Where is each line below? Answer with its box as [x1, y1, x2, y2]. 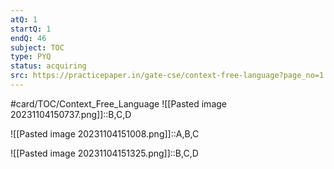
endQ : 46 [10, 33, 47, 43]
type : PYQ [10, 52, 52, 62]
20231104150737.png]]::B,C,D [10, 108, 132, 120]
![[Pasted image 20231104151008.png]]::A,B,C [10, 127, 200, 140]
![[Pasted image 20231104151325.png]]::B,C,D [10, 147, 199, 159]
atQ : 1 [10, 14, 38, 25]
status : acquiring [10, 61, 87, 71]
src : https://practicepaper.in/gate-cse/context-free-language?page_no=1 [10, 71, 325, 81]
